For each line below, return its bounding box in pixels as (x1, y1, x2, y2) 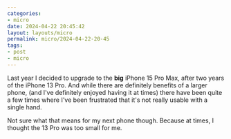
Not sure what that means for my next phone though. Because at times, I (7, 116, 214, 125)
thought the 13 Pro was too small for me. (7, 123, 122, 131)
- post (7, 49, 26, 56)
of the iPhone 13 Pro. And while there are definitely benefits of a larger (7, 81, 207, 89)
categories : (7, 10, 41, 17)
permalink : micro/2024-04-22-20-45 (7, 36, 110, 43)
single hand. (7, 103, 43, 111)
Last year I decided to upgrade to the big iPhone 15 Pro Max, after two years (7, 74, 225, 82)
